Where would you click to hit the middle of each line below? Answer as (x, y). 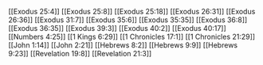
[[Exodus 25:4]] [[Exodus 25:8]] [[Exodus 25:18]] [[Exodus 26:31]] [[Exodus (132, 11)
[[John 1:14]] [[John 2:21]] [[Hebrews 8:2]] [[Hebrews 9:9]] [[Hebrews (123, 45)
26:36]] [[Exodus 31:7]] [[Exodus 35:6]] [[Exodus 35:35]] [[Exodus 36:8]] (128, 20)
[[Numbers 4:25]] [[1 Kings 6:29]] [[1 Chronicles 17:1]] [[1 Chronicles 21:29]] (132, 36)
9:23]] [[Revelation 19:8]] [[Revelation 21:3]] (80, 54)
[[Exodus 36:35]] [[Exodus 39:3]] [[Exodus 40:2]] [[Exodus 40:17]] (118, 28)
